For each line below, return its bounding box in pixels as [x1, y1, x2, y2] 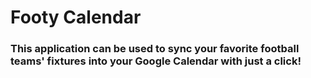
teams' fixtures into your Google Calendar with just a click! [10, 54, 302, 68]
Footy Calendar [10, 6, 142, 29]
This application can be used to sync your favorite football [10, 42, 300, 56]
